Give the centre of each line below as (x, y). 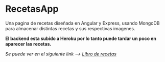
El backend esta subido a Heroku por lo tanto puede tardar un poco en (81, 38)
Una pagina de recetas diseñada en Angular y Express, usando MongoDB (82, 23)
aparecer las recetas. (28, 44)
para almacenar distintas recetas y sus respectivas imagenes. (70, 28)
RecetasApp (32, 9)
